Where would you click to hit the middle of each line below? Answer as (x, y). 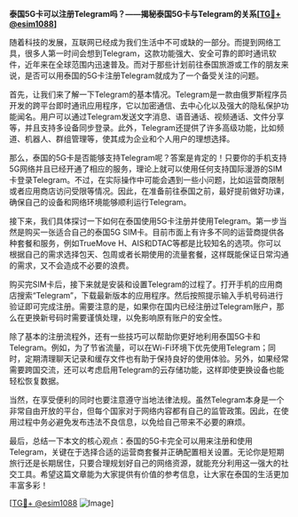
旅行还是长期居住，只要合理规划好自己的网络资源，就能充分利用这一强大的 (145, 463)
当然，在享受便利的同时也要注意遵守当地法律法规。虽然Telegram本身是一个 (147, 400)
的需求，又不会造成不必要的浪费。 (71, 265)
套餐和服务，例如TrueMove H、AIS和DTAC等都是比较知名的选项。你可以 (149, 243)
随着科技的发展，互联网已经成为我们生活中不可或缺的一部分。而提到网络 (141, 42)
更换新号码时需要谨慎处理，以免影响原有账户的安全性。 (125, 318)
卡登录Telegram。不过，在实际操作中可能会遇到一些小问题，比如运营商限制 (147, 180)
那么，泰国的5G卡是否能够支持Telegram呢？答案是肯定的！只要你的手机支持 (148, 158)
